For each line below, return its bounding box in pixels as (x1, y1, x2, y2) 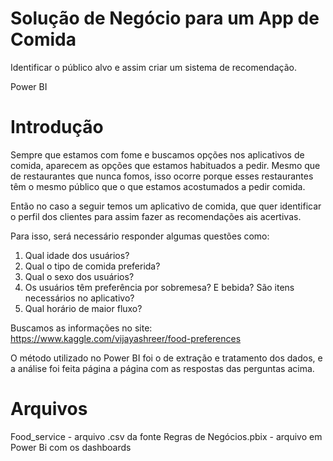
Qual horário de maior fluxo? (24, 302, 143, 314)
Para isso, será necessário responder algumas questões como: (10, 230, 270, 242)
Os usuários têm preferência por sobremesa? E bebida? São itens (24, 281, 295, 293)
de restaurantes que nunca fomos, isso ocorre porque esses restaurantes (10, 170, 314, 182)
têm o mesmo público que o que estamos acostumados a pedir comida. (10, 180, 306, 192)
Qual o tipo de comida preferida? (24, 260, 161, 272)
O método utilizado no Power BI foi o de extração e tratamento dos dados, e (10, 352, 323, 364)
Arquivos (10, 398, 88, 421)
